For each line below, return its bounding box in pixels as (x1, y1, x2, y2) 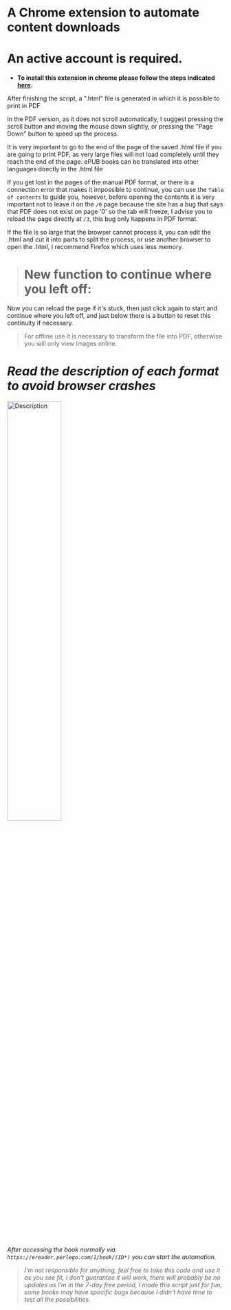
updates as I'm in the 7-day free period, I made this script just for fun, (23, 1281, 222, 1289)
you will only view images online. (23, 339, 118, 348)
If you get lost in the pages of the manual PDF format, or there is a (7, 178, 195, 186)
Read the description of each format (7, 363, 219, 379)
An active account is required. (7, 51, 183, 67)
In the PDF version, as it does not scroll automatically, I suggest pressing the (7, 115, 223, 123)
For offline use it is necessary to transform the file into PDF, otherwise (23, 332, 222, 341)
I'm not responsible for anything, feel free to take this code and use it (23, 1266, 221, 1274)
